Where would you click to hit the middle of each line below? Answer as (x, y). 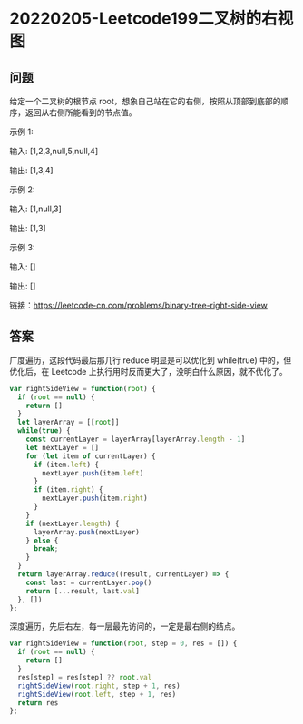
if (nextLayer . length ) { (73, 523)
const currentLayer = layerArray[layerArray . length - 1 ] (136, 440)
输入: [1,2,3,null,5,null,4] (54, 151)
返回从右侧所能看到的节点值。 (81, 113)
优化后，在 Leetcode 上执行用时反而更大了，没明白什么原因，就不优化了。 (148, 371)
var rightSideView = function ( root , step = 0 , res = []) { (123, 644)
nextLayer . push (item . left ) (93, 473)
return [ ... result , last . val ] (83, 591)
